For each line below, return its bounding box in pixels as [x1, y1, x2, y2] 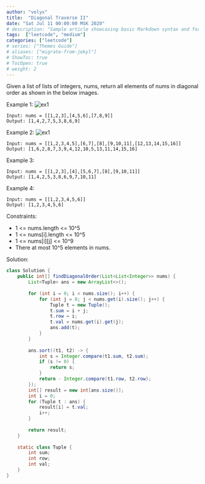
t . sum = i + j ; [49, 307, 88, 314]
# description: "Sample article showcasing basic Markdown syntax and [6, 26, 190, 32]
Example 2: [6, 129, 35, 136]
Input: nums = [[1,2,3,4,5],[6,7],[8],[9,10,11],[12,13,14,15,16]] [6, 141, 182, 147]
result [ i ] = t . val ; [38, 404, 88, 411]
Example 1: [6, 101, 34, 108]
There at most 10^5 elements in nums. [15, 244, 111, 251]
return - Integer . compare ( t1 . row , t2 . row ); [38, 376, 151, 382]
